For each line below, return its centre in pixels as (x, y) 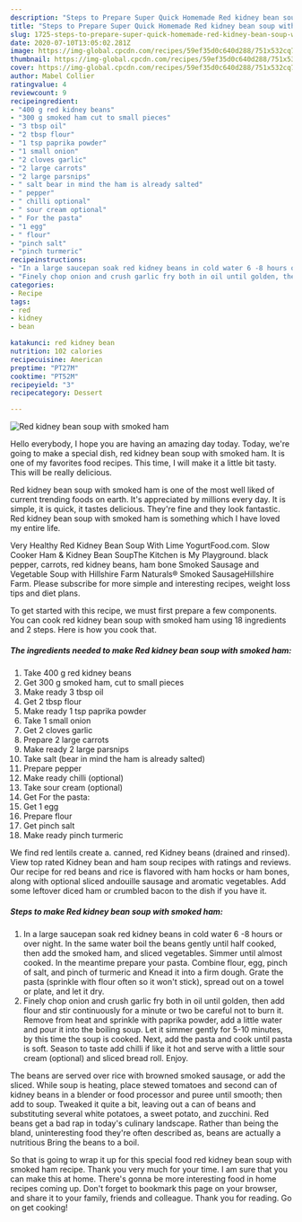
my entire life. (35, 528)
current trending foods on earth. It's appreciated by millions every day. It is (148, 500)
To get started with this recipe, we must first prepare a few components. (143, 611)
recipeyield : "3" (43, 385)
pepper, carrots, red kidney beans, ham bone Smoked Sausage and (134, 565)
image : (22, 51)
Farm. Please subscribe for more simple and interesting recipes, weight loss (150, 584)
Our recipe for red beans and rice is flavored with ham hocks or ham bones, (150, 872)
